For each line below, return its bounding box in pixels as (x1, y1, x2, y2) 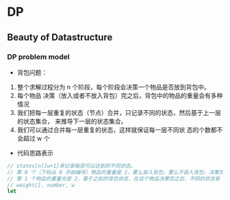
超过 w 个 (23, 134, 50, 142)
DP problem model (7, 52, 70, 62)
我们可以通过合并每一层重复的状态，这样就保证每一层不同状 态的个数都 (16, 125, 217, 134)
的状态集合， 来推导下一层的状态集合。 (16, 117, 127, 125)
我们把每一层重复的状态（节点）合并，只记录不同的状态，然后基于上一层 (16, 108, 221, 116)
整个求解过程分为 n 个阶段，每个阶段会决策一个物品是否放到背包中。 (16, 83, 210, 91)
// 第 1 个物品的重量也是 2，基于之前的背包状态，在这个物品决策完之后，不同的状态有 (7, 175, 220, 182)
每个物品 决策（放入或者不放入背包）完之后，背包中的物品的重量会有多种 (16, 91, 223, 99)
